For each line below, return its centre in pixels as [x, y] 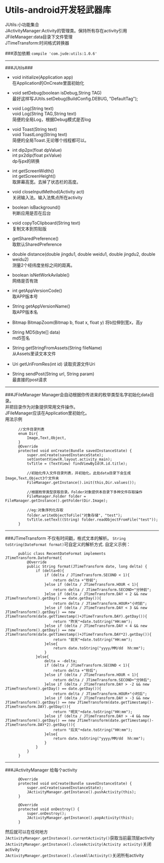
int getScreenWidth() [33, 171]
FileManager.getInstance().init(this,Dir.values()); [82, 482]
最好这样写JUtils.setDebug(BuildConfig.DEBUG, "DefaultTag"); [75, 98]
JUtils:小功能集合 [22, 24]
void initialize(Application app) [42, 77]
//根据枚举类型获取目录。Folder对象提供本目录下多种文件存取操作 [84, 492]
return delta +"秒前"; [75, 580]
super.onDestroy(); [47, 814]
